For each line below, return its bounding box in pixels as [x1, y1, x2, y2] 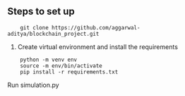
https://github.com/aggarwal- [52, 24, 141, 31]
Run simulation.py [7, 81, 59, 89]
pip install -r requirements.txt [20, 68, 119, 76]
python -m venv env [20, 56, 78, 63]
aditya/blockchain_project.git [7, 30, 100, 37]
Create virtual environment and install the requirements [17, 42, 179, 51]
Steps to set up [7, 6, 76, 18]
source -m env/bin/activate [20, 62, 102, 69]
